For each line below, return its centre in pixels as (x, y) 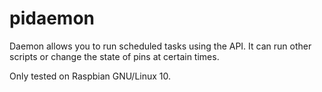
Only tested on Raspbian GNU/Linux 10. (90, 76)
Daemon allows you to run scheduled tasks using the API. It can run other (160, 46)
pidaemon (52, 18)
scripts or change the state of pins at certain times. (114, 56)
